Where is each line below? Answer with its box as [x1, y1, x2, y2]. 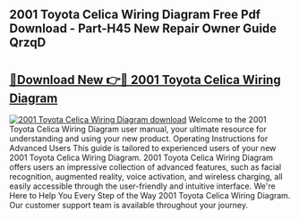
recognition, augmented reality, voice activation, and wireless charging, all [9, 172, 284, 181]
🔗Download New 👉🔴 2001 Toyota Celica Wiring [9, 72, 281, 88]
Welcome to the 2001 [188, 114, 267, 124]
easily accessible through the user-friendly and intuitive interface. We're [9, 181, 276, 191]
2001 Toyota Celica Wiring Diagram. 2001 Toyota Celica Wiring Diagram [9, 152, 274, 163]
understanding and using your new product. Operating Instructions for [9, 133, 269, 144]
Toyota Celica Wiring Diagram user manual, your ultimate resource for [9, 124, 267, 134]
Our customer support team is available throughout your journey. [9, 200, 249, 210]
